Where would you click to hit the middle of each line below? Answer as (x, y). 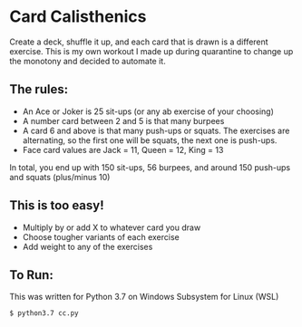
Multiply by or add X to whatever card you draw (112, 227)
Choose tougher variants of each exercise (101, 236)
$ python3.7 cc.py (44, 313)
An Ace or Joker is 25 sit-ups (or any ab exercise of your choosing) (148, 111)
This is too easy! (57, 206)
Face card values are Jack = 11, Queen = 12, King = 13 (123, 149)
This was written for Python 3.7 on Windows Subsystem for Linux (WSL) (144, 297)
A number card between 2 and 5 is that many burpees (123, 120)
